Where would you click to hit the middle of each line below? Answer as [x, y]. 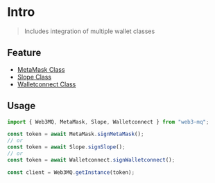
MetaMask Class [41, 69]
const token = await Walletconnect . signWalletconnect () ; [91, 160]
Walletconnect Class [46, 84]
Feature [24, 53]
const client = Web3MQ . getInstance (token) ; [71, 172]
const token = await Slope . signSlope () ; [67, 147]
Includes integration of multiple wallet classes [89, 31]
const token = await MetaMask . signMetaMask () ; [76, 134]
